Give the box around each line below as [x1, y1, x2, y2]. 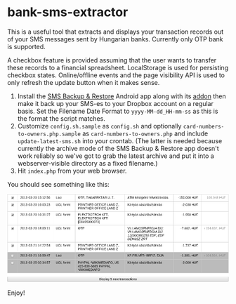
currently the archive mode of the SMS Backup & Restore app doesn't [17, 144, 219, 152]
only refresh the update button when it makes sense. [7, 78, 160, 86]
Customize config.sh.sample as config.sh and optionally [17, 121, 182, 130]
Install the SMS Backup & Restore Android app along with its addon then [17, 92, 226, 100]
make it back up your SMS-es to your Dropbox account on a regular [17, 99, 214, 107]
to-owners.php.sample [17, 131, 81, 138]
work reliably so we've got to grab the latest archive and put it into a [17, 152, 214, 160]
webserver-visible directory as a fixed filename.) [17, 159, 158, 167]
